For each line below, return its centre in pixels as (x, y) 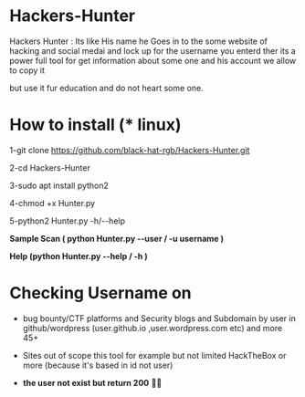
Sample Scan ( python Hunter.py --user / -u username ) (117, 238)
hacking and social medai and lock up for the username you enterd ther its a (153, 50)
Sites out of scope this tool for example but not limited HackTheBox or (154, 355)
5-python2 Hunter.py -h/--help (68, 221)
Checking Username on (100, 293)
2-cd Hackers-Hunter (50, 167)
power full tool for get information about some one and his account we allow (153, 60)
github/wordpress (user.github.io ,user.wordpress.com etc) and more (152, 328)
